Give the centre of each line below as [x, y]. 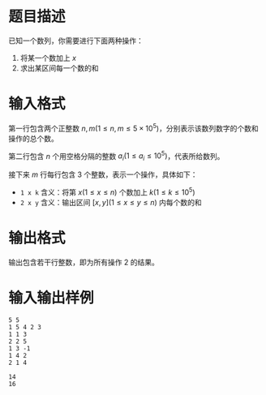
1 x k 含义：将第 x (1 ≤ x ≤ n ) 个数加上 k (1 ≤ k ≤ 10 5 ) [108, 191]
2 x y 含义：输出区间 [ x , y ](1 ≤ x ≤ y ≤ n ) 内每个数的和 [111, 202]
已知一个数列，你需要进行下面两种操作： [76, 41]
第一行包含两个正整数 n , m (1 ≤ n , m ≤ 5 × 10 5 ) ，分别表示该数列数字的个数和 [133, 127]
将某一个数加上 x [48, 58]
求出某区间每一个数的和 [59, 68]
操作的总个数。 [33, 138]
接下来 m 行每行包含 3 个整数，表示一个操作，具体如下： [103, 174]
